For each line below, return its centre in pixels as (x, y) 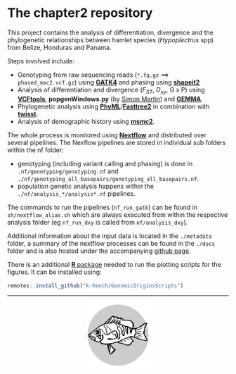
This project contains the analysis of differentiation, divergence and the (111, 32)
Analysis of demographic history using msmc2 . (86, 121)
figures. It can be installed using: (54, 272)
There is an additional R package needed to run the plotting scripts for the (114, 264)
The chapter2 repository (80, 13)
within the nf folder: (36, 150)
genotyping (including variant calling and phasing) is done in (105, 163)
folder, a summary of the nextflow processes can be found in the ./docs (111, 243)
